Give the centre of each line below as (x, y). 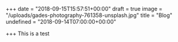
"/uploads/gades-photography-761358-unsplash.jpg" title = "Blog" (89, 15)
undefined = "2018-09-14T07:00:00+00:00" (61, 22)
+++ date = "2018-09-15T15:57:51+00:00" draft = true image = (84, 9)
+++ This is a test (28, 33)
